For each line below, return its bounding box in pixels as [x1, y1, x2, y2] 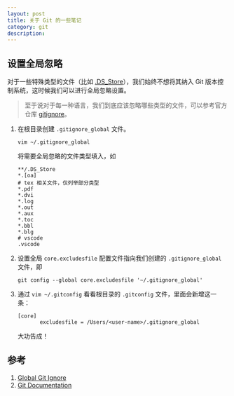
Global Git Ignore [17, 373, 67, 382]
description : [7, 29, 46, 37]
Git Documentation [17, 381, 72, 389]
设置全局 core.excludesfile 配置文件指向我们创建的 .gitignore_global [17, 254, 222, 263]
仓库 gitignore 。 [24, 110, 71, 118]
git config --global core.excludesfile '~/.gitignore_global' [17, 277, 203, 284]
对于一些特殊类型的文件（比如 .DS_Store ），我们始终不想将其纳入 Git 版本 [7, 78, 218, 86]
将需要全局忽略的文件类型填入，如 [17, 152, 116, 161]
